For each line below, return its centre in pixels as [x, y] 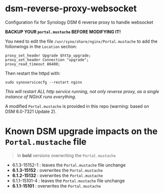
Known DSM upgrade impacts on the [82, 131]
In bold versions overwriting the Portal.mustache [67, 155]
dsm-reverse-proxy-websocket [71, 9]
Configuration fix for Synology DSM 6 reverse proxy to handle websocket [79, 22]
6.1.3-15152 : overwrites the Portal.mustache [57, 170]
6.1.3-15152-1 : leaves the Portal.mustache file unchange [69, 165]
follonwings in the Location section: [41, 46]
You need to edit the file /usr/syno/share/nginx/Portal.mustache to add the [82, 41]
